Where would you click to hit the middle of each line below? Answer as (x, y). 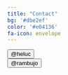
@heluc (21, 54)
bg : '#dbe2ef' (28, 20)
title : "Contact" (33, 14)
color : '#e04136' (33, 27)
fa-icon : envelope (34, 33)
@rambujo (25, 63)
